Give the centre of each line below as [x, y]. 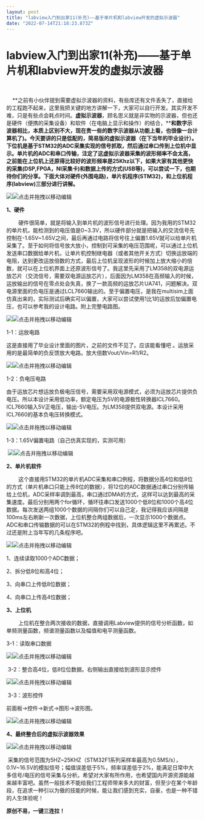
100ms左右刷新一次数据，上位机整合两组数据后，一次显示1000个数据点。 [98, 517]
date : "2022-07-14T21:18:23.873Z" [50, 23]
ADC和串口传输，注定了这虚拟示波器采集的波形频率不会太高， [116, 153]
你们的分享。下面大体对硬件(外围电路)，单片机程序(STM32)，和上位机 [99, 177]
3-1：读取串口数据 [29, 643]
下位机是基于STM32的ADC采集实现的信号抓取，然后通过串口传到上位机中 [99, 146]
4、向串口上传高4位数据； [39, 597]
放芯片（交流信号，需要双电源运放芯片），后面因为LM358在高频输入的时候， [102, 276]
